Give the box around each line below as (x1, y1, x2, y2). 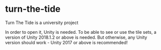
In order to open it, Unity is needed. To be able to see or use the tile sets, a (5, 29, 157, 35)
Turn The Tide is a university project (5, 20, 79, 25)
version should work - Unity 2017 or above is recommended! (5, 39, 128, 45)
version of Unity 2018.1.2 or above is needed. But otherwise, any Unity (5, 34, 148, 40)
